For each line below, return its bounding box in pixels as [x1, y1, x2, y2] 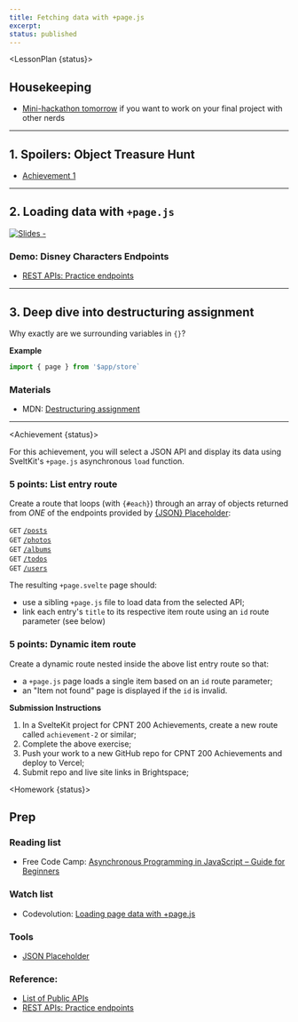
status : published [9, 29, 77, 38]
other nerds [21, 113, 65, 124]
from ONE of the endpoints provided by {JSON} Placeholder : [9, 507, 231, 518]
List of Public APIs [21, 993, 89, 1004]
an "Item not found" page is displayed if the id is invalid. [21, 685, 228, 696]
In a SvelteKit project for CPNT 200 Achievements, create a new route [21, 719, 278, 730]
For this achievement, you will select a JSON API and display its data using [9, 446, 282, 458]
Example [9, 345, 43, 355]
